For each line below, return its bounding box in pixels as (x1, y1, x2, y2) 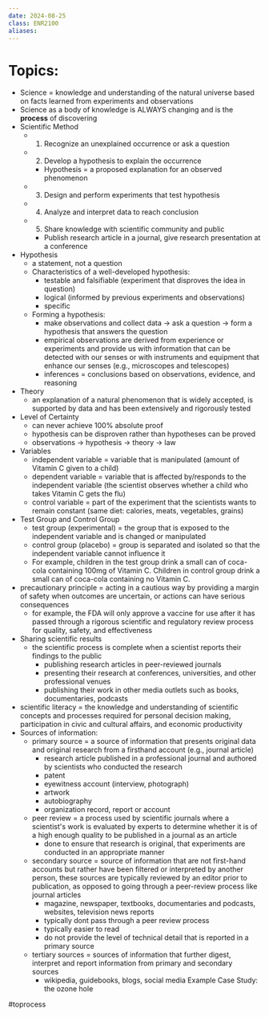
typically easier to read (43, 925, 120, 934)
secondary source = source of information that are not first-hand (31, 856, 247, 866)
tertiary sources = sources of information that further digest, (31, 950, 231, 960)
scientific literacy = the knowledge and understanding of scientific (19, 702, 239, 712)
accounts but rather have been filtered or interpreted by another (31, 864, 244, 874)
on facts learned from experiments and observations (19, 96, 194, 106)
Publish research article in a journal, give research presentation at (43, 233, 261, 243)
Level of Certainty (19, 412, 79, 422)
